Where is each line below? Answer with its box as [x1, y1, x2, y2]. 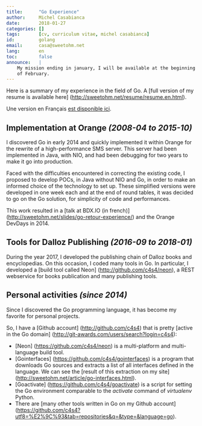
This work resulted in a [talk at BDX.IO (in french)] [6, 207, 130, 214]
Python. [14, 393, 35, 401]
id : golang [6, 37, 55, 43]
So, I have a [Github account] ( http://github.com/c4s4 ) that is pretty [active [6, 324, 193, 331]
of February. [17, 71, 50, 77]
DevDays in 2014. [6, 220, 50, 227]
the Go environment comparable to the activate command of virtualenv [14, 387, 192, 394]
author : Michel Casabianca [6, 14, 85, 21]
